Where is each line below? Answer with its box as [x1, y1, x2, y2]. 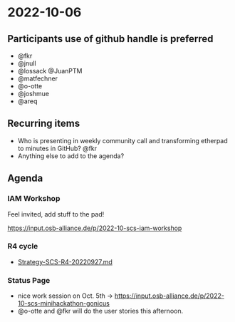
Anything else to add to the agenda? [17, 151, 125, 160]
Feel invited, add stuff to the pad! [7, 209, 105, 218]
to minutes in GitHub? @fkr [17, 144, 98, 152]
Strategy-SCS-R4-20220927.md [17, 257, 113, 266]
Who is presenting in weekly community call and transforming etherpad [17, 136, 228, 145]
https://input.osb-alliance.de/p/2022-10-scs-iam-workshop [7, 224, 182, 232]
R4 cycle [7, 241, 38, 251]
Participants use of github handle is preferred [7, 33, 214, 45]
